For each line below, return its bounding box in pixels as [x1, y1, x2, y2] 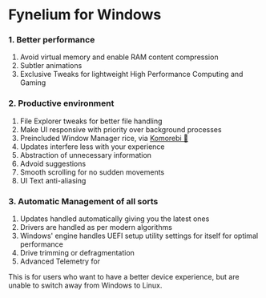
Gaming [19, 78, 46, 87]
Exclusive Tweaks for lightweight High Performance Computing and [19, 70, 244, 79]
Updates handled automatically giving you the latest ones [19, 214, 210, 223]
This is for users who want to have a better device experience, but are [8, 272, 240, 282]
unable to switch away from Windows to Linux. [8, 280, 163, 290]
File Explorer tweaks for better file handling [19, 116, 163, 126]
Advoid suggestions [19, 159, 87, 168]
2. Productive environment [8, 98, 115, 109]
